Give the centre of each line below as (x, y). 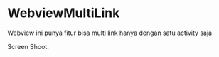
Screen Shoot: (28, 46)
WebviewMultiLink (64, 13)
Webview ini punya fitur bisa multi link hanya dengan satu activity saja (109, 33)
